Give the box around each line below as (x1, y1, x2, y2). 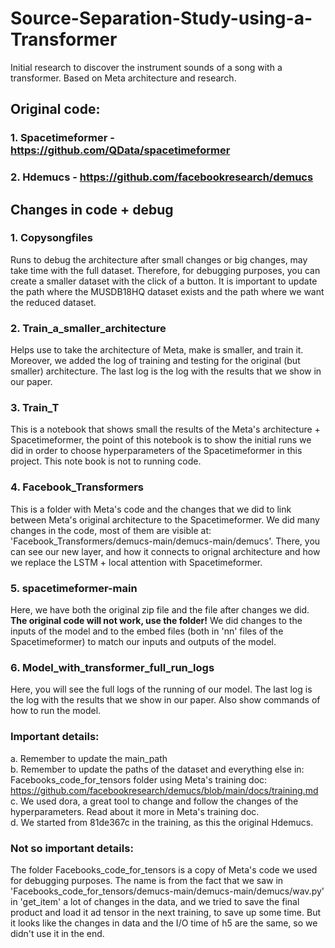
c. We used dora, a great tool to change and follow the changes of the (10, 795, 299, 807)
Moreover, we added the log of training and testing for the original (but (10, 355, 301, 367)
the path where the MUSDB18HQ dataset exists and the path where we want (10, 285, 325, 297)
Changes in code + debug (10, 201, 174, 218)
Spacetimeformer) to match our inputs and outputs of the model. (10, 636, 277, 648)
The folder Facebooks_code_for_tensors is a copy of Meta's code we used (10, 863, 318, 876)
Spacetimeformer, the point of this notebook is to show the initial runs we (10, 434, 312, 446)
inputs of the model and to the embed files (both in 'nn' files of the (10, 625, 284, 637)
